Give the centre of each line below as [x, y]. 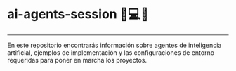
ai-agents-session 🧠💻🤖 [78, 14]
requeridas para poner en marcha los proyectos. [77, 60]
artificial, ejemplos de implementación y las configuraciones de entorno [111, 52]
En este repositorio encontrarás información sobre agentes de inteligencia [114, 45]
